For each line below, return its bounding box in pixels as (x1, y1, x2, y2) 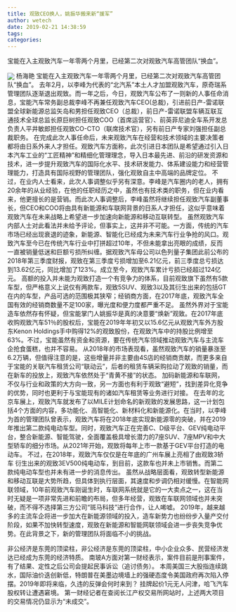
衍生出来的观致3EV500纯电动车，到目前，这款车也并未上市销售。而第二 (15, 459, 223, 468)
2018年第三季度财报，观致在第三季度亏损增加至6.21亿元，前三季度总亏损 (7, 256, 218, 265)
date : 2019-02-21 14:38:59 (7, 23, 86, 30)
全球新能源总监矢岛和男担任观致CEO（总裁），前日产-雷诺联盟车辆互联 (13, 107, 217, 115)
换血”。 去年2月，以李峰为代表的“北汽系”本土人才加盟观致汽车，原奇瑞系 (16, 80, 227, 89)
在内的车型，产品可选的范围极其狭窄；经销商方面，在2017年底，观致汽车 (7, 292, 218, 300)
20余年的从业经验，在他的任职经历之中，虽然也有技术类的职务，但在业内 (7, 186, 218, 194)
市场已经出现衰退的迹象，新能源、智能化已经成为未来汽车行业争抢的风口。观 (7, 230, 229, 239)
